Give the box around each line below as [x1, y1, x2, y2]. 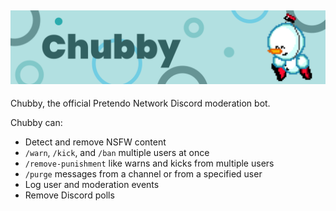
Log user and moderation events [24, 178, 160, 190]
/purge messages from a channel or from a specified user [24, 167, 263, 180]
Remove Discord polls [24, 189, 115, 201]
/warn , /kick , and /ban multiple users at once [24, 146, 210, 158]
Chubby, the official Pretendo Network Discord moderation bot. [10, 97, 271, 109]
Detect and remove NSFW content [24, 136, 167, 148]
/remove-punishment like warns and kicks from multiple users [24, 157, 275, 169]
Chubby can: [10, 116, 63, 128]
